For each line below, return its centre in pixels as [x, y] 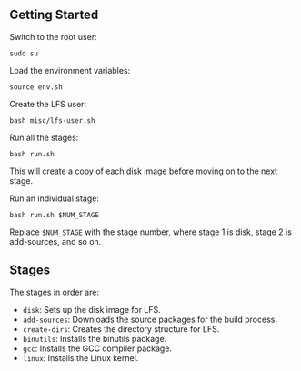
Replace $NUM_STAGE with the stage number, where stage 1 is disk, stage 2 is [151, 232]
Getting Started [54, 15]
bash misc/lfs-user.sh [52, 120]
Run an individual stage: [55, 198]
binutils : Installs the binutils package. [95, 338]
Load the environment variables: [70, 70]
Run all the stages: [44, 137]
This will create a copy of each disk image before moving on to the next [144, 171]
